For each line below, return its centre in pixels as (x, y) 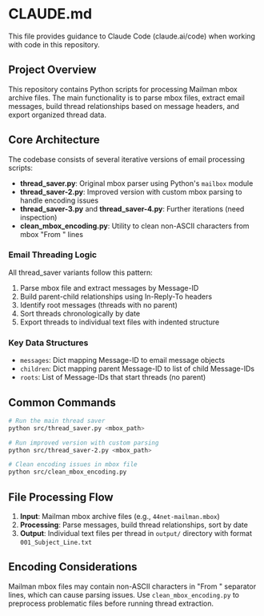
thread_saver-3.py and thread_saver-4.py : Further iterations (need (132, 208)
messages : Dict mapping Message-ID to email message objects (122, 360)
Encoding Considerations (73, 567)
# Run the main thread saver (57, 421)
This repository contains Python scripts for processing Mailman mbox (123, 89)
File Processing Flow (61, 497)
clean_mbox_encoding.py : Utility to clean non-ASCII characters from (134, 226)
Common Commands (62, 403)
